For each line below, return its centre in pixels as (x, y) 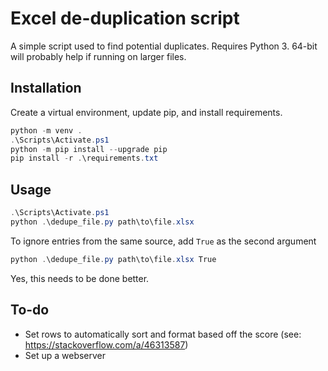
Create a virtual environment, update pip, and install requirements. (146, 112)
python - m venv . (46, 130)
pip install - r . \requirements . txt (84, 158)
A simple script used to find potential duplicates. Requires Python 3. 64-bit (164, 46)
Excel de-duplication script (125, 18)
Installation (46, 88)
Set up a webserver (65, 355)
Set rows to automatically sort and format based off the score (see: (163, 334)
